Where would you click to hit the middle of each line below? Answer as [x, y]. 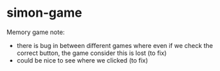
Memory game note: [36, 32]
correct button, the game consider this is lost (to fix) [91, 53]
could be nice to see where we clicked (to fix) [82, 60]
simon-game [44, 13]
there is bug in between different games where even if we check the [115, 45]
